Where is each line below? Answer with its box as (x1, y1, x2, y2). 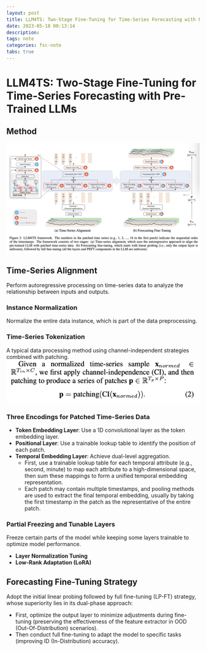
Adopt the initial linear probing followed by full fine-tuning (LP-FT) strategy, (6, 593, 196, 601)
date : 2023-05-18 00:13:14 (6, 23, 75, 29)
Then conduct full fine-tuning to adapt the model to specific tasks (15, 631, 182, 638)
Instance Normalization (6, 304, 78, 312)
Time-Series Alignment (6, 265, 97, 275)
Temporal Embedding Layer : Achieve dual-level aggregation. (15, 453, 170, 460)
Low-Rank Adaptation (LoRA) (15, 559, 92, 566)
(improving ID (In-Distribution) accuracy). (15, 638, 120, 645)
